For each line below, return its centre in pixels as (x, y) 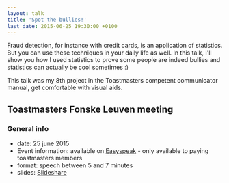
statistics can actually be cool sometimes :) (68, 67)
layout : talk (26, 13)
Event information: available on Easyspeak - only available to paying (113, 151)
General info (28, 128)
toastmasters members (50, 158)
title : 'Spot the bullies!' (47, 20)
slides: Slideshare (42, 173)
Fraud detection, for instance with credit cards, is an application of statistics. (115, 46)
